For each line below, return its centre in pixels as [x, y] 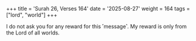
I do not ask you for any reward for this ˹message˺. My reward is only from [97, 26]
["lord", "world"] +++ [32, 15]
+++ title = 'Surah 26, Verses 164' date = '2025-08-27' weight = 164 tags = [98, 9]
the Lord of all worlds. [33, 33]
